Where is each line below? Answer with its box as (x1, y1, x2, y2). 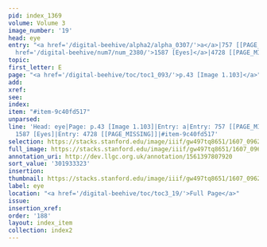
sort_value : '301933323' (8, 160, 91, 168)
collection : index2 (8, 226, 73, 235)
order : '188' (8, 212, 52, 220)
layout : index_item (8, 219, 73, 227)
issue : (8, 197, 30, 205)
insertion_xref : (8, 204, 62, 212)
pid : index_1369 (8, 11, 62, 20)
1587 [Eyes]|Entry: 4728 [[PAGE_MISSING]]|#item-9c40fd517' (15, 130, 219, 138)
